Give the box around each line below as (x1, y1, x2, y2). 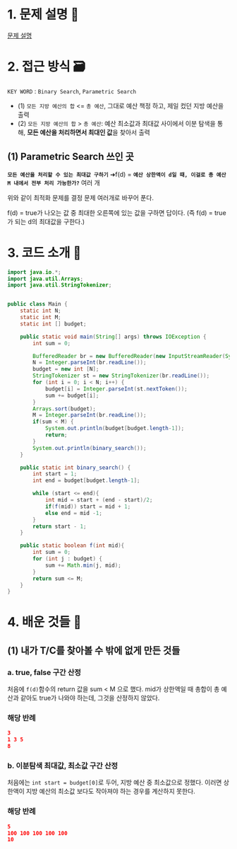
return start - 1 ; (32, 523, 87, 530)
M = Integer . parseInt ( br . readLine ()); (32, 412, 147, 419)
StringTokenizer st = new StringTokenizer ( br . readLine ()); (32, 372, 210, 379)
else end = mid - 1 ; (44, 509, 102, 516)
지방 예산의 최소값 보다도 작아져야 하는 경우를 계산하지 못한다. (25, 787, 195, 796)
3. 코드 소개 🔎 (7, 245, 82, 260)
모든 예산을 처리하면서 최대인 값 (27, 128, 113, 137)
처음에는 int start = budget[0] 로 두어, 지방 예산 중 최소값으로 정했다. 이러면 (7, 778, 222, 787)
